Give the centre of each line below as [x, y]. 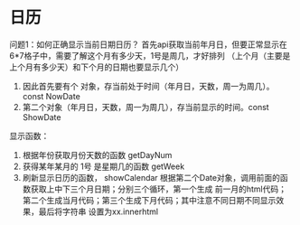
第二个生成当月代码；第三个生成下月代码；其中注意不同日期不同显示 [149, 200]
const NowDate [52, 96]
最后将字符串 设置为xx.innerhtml [98, 211]
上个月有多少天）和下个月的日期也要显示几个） [96, 67]
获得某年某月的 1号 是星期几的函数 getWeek [103, 166]
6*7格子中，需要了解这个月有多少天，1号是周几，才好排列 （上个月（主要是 [150, 55]
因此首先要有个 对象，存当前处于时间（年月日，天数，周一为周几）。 [148, 86]
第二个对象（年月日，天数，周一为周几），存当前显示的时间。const [145, 107]
